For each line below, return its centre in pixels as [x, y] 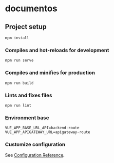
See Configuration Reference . [35, 155]
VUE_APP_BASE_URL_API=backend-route [42, 128]
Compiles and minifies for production [50, 73]
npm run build [19, 83]
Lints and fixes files [29, 95]
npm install [17, 38]
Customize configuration [35, 144]
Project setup [26, 27]
